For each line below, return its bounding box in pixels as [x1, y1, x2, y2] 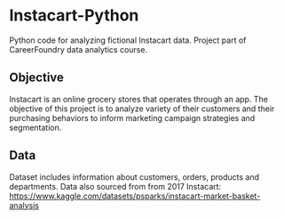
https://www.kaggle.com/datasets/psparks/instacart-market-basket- [9, 191, 261, 201]
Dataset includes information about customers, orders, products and [9, 171, 260, 182]
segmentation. [9, 122, 62, 133]
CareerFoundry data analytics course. [9, 44, 148, 54]
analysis [9, 199, 40, 210]
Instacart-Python [9, 5, 139, 26]
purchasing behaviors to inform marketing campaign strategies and [9, 112, 256, 123]
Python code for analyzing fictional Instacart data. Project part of [9, 35, 247, 45]
